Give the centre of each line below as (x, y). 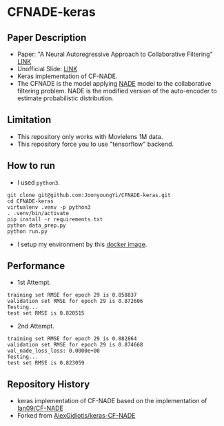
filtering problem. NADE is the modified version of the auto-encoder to (117, 91)
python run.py (28, 231)
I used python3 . (39, 182)
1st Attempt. (34, 283)
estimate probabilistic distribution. (65, 98)
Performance (36, 266)
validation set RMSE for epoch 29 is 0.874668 (75, 345)
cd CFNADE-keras (30, 201)
